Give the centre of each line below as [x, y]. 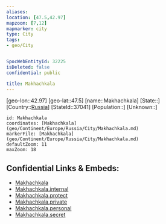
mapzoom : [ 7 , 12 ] [27, 23]
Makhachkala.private [41, 202]
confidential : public [34, 73]
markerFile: [21, 134]
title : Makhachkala [31, 84]
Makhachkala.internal [42, 189]
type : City [20, 34]
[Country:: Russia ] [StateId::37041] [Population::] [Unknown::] [82, 107]
